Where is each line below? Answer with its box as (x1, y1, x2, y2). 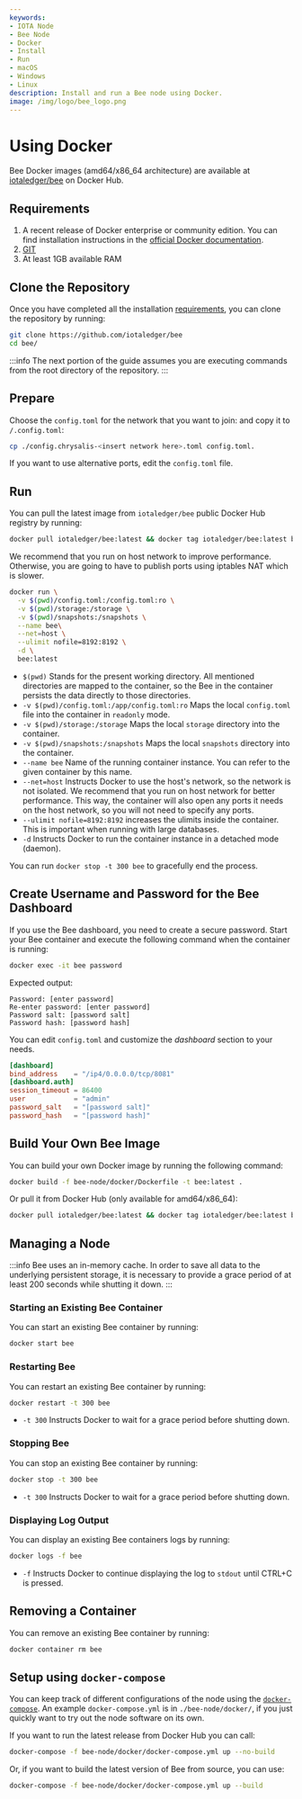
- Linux (9, 80, 39, 89)
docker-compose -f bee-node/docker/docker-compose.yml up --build (9, 1781, 263, 1791)
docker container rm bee (9, 1644, 102, 1654)
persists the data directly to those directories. (22, 689, 191, 700)
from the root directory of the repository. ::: (9, 364, 169, 375)
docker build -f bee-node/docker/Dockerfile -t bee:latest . (9, 1177, 244, 1186)
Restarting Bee (9, 1361, 76, 1373)
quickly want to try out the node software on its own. (9, 1713, 205, 1723)
